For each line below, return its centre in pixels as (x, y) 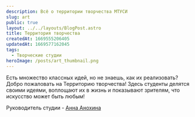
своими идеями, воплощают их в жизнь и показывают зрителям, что (93, 90)
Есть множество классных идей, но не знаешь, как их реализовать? (92, 78)
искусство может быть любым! (46, 96)
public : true (22, 22)
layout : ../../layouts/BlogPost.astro (54, 28)
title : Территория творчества (43, 34)
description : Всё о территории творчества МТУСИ (67, 11)
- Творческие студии (37, 55)
